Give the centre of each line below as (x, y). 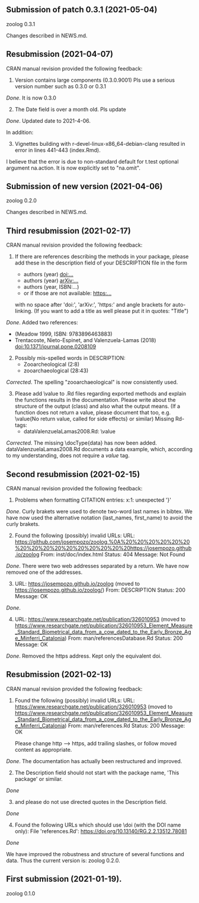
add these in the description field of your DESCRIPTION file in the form (101, 263)
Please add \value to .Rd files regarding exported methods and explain (100, 394)
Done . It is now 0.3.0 (31, 98)
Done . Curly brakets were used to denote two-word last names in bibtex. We (99, 512)
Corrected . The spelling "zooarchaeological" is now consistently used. (92, 382)
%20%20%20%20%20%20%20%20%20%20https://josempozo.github (103, 548)
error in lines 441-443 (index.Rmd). (57, 150)
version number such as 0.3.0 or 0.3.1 (60, 86)
